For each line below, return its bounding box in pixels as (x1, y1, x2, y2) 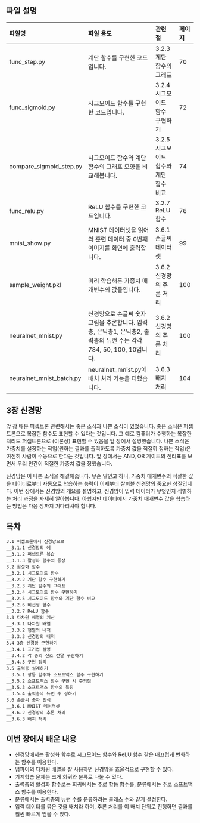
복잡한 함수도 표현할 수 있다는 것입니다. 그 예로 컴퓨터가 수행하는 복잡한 (26, 430, 192, 437)
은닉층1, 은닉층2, (96, 327, 143, 335)
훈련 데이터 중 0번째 (95, 235, 148, 243)
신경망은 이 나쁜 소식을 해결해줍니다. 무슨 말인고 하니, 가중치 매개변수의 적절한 (6, 472, 187, 479)
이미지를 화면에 (88, 243, 129, 252)
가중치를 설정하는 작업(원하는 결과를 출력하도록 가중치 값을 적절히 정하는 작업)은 (6, 445, 192, 452)
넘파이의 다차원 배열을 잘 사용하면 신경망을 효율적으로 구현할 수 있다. (14, 766, 174, 773)
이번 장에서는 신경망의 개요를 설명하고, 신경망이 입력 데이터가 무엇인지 (14, 487, 176, 494)
